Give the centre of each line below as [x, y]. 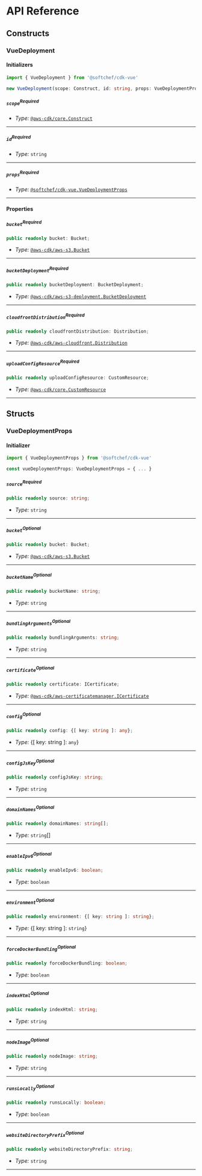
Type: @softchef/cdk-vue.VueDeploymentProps [71, 189]
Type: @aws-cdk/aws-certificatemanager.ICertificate [82, 696]
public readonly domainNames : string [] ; [58, 824]
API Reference [43, 11]
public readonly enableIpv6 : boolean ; [55, 870]
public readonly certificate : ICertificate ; [63, 684]
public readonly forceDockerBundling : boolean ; [67, 963]
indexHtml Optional [28, 994]
